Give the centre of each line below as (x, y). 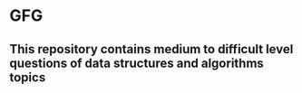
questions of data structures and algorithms (137, 63)
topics (28, 77)
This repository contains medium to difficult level (151, 49)
